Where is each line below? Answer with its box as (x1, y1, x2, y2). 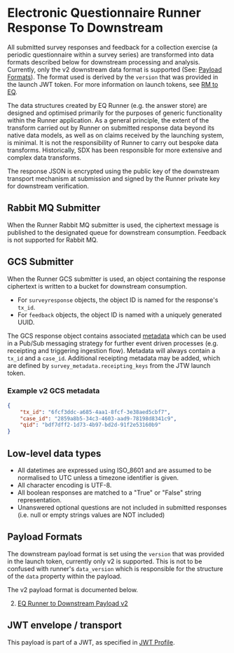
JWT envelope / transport (7, 619, 123, 631)
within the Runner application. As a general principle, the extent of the (7, 116, 209, 124)
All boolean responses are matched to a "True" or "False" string (17, 488, 202, 497)
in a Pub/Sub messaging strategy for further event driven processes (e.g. (7, 338, 219, 348)
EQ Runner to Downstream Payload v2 (17, 599, 128, 607)
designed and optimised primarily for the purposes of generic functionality (7, 109, 223, 117)
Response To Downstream (7, 20, 163, 36)
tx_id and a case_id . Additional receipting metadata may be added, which (7, 354, 221, 362)
